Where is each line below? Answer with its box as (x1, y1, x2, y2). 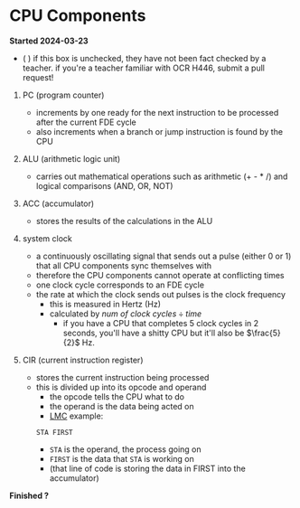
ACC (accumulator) (22, 198, 95, 209)
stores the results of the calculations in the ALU (35, 215, 213, 226)
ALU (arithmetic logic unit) (22, 153, 121, 164)
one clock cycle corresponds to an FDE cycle (35, 279, 205, 290)
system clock (22, 232, 72, 244)
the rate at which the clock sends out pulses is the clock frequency (35, 288, 286, 299)
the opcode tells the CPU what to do (49, 390, 185, 402)
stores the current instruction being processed (35, 372, 210, 382)
